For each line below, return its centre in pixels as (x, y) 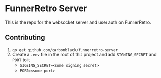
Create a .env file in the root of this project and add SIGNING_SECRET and (84, 54)
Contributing (25, 38)
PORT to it (21, 60)
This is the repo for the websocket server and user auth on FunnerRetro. (78, 22)
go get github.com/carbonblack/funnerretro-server (65, 50)
